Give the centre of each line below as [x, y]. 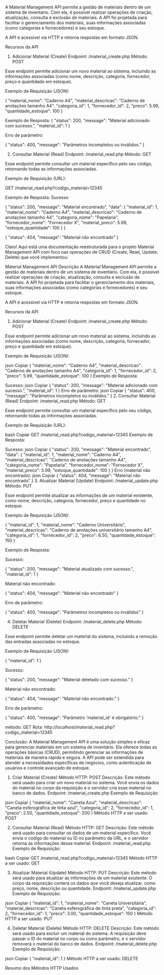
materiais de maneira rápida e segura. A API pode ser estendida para [75, 757]
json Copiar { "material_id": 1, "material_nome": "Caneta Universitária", [76, 903]
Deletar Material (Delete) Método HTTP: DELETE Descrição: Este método [85, 928]
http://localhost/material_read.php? [79, 727]
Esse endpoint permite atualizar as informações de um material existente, [79, 495]
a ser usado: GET [23, 863]
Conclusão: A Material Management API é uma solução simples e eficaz [78, 742]
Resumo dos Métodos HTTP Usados [42, 968]
